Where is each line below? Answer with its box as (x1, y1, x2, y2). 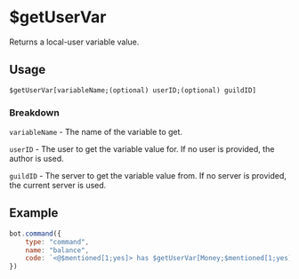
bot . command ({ (9, 229, 62, 238)
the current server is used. (9, 180, 107, 191)
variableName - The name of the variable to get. (9, 127, 183, 138)
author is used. (9, 154, 64, 164)
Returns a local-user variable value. (9, 36, 140, 47)
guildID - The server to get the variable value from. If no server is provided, (9, 171, 287, 181)
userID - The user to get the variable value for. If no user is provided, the (9, 144, 275, 155)
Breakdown (9, 106, 60, 118)
